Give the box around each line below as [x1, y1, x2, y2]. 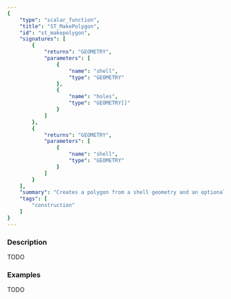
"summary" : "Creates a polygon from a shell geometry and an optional [19, 189, 226, 196]
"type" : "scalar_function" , [19, 16, 100, 23]
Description [7, 237, 47, 247]
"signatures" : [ [19, 36, 67, 43]
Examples [7, 269, 41, 279]
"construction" [32, 202, 76, 209]
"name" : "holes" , [68, 93, 118, 100]
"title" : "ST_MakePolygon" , [19, 23, 100, 30]
